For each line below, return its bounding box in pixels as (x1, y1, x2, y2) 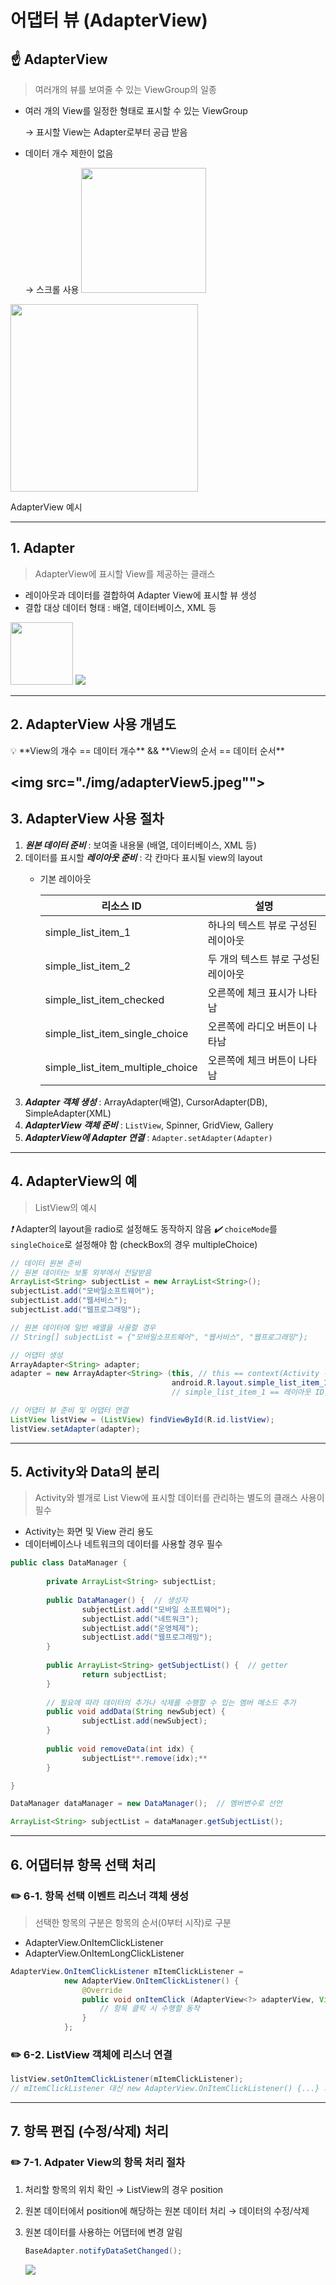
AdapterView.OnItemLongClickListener (24, 1947, 185, 1959)
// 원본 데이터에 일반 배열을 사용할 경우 (10, 1322, 157, 1333)
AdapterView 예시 (10, 501, 83, 513)
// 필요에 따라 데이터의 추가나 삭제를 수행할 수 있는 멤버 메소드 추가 (46, 1697, 297, 1708)
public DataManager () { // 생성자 (46, 1595, 188, 1605)
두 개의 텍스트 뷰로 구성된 (207, 952, 320, 966)
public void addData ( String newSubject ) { (46, 1707, 226, 1717)
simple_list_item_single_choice (44, 1026, 189, 1040)
